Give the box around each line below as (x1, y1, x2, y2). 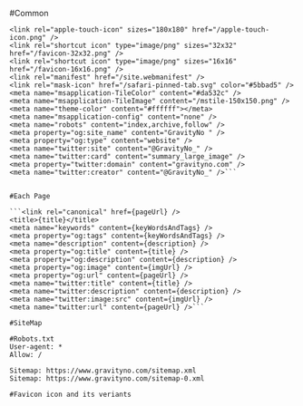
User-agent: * (9, 343, 64, 352)
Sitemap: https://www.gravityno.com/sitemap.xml (9, 366, 197, 375)
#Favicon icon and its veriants (9, 390, 132, 399)
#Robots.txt (9, 334, 54, 343)
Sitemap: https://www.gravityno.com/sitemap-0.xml (9, 374, 205, 383)
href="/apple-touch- (191, 25, 270, 34)
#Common (9, 8, 49, 18)
